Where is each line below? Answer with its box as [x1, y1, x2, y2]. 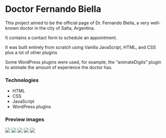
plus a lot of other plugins [5, 49, 57, 55]
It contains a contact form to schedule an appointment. [5, 35, 117, 41]
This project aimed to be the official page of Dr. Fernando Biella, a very [5, 20, 150, 26]
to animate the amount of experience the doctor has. [5, 64, 113, 70]
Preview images [5, 116, 45, 123]
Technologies [5, 77, 39, 84]
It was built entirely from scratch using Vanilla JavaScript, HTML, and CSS [5, 44, 156, 50]
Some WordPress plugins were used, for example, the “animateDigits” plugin [5, 59, 162, 65]
